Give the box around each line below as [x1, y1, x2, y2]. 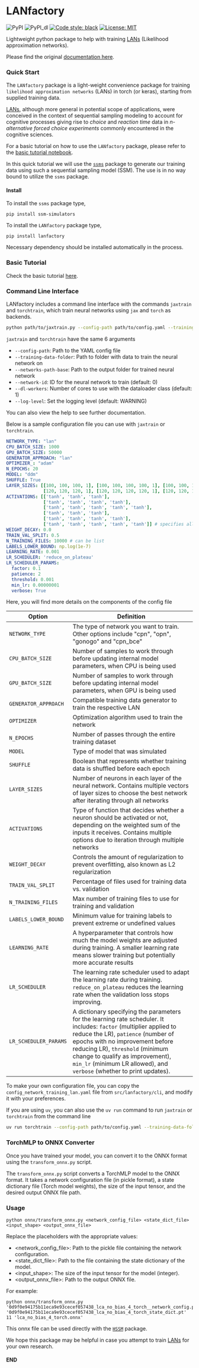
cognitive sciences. [6, 131, 54, 138]
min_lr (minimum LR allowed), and [72, 1060, 168, 1068]
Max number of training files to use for [72, 895, 179, 903]
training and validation [72, 902, 134, 911]
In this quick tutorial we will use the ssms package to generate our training [6, 161, 185, 168]
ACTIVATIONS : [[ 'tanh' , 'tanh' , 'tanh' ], [6, 494, 110, 500]
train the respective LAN [72, 704, 140, 712]
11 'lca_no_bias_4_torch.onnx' [6, 1314, 84, 1320]
